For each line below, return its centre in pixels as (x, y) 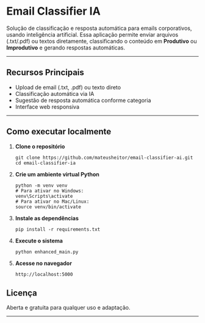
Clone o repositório (40, 146)
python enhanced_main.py (47, 252)
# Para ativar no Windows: (49, 191)
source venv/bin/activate (48, 207)
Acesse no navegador (43, 263)
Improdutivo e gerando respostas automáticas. (66, 48)
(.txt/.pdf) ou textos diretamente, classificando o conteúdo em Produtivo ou (102, 41)
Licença (22, 293)
